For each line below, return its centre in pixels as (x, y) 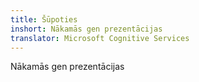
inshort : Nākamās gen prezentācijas (86, 29)
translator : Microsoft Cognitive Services (100, 38)
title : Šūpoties (44, 19)
